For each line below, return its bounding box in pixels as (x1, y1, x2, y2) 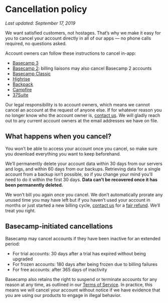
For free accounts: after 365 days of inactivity (12, 266, 107, 272)
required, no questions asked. (5, 40, 67, 46)
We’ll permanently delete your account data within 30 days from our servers (5, 161, 162, 167)
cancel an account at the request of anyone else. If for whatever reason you (5, 107, 162, 113)
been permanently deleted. (5, 182, 64, 188)
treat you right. (5, 207, 36, 214)
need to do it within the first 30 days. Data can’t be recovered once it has (5, 177, 158, 183)
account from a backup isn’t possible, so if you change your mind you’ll (5, 171, 153, 177)
